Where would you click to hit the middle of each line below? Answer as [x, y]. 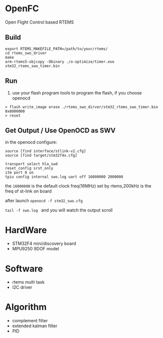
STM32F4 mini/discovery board [44, 243]
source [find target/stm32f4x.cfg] [41, 156]
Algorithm [26, 307]
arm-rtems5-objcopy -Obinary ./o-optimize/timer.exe [60, 62]
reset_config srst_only [29, 169]
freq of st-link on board [29, 191]
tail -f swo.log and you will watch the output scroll [59, 210]
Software [24, 269]
